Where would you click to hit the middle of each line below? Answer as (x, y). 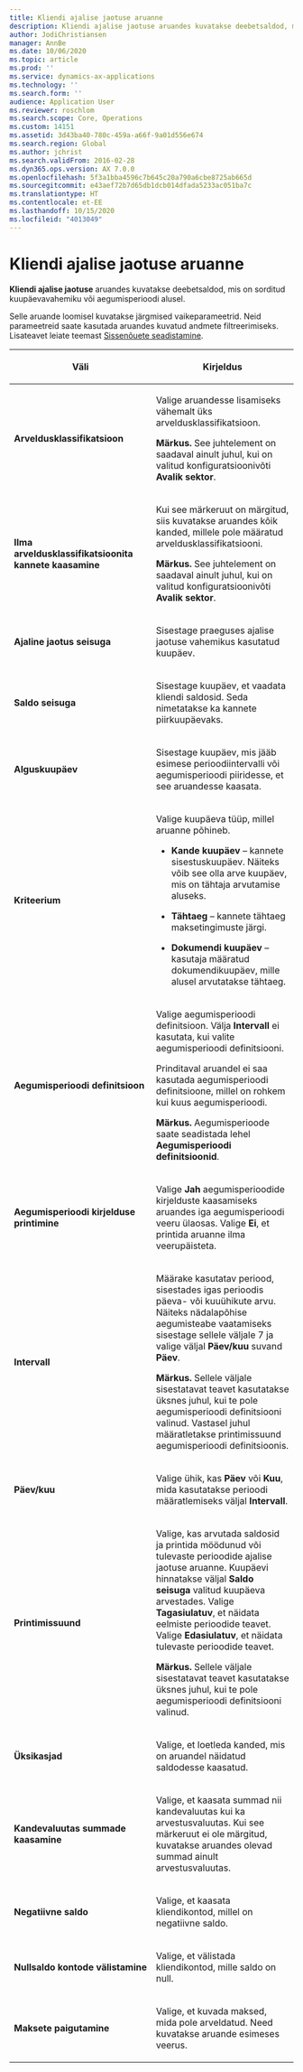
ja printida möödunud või (209, 1545)
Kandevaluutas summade (70, 1828)
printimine (37, 1223)
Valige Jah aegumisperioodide (221, 1189)
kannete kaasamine (57, 565)
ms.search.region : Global (58, 144)
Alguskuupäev (46, 769)
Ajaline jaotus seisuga (62, 641)
